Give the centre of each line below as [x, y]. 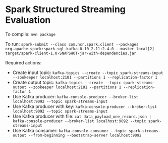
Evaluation [28, 20]
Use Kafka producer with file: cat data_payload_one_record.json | [82, 116]
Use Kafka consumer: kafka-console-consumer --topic [70, 130]
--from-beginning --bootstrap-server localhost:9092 [85, 135]
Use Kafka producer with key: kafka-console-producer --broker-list [85, 106]
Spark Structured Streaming [66, 9]
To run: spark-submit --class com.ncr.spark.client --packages [72, 44]
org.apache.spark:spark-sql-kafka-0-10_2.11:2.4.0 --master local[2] [80, 49]
